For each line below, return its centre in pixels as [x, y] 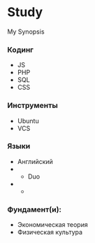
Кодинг [20, 50]
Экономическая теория [53, 225]
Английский [35, 161]
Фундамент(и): [34, 209]
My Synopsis [26, 32]
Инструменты [32, 106]
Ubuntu [28, 120]
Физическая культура [50, 232]
